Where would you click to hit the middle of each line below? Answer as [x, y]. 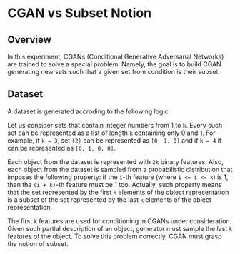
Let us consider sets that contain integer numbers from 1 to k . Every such [115, 125]
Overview [30, 40]
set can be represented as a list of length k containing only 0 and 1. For [111, 133]
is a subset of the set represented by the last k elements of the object [110, 199]
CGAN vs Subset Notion [80, 13]
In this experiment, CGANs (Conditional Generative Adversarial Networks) [116, 56]
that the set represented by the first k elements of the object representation [118, 192]
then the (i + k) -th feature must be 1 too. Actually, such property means [115, 184]
